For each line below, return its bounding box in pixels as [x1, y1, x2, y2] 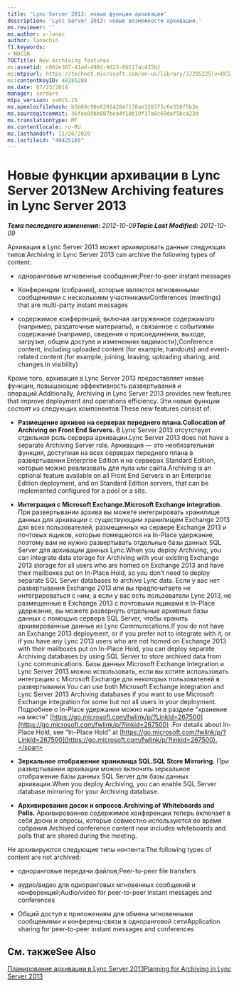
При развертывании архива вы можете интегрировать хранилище [17, 508, 221, 516]
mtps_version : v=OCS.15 [7, 97, 78, 104]
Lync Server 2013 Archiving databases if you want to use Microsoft [17, 690, 215, 698]
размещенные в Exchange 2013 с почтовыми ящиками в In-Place [17, 599, 216, 608]
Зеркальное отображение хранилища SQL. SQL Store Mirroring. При [17, 757, 229, 766]
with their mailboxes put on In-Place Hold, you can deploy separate [17, 644, 215, 653]
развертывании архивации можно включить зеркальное [17, 765, 191, 773]
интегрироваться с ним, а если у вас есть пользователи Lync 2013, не [17, 591, 232, 600]
